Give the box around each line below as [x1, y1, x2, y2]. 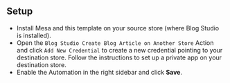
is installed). [16, 31, 51, 39]
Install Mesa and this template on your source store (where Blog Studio [16, 24, 220, 32]
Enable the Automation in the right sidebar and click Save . [16, 68, 183, 76]
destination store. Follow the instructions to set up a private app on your [16, 53, 222, 62]
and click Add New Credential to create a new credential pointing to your [16, 46, 223, 54]
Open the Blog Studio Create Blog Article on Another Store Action [16, 38, 214, 47]
